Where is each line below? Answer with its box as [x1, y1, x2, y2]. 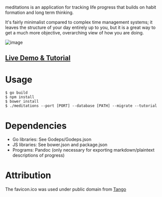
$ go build [5, 90, 28, 95]
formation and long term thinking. [5, 9, 74, 15]
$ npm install [5, 95, 35, 100]
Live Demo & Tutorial [5, 54, 71, 62]
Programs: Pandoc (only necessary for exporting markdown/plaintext [12, 147, 155, 153]
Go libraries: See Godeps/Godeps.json [12, 137, 92, 143]
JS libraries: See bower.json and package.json [12, 142, 108, 148]
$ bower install [5, 99, 39, 104]
